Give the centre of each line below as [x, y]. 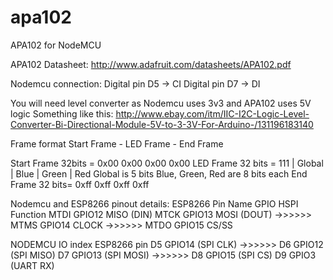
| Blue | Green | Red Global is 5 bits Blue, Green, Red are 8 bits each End [159, 173]
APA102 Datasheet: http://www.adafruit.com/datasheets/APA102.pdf [151, 64]
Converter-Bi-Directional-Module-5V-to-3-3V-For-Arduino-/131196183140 [162, 124]
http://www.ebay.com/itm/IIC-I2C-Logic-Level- [212, 113]
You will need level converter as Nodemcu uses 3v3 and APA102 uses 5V [161, 103]
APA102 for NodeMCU [56, 45]
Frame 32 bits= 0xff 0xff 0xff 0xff [80, 184]
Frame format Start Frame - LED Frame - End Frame [117, 143]
